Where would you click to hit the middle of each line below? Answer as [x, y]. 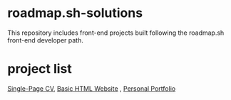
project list [40, 69]
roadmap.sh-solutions [75, 13]
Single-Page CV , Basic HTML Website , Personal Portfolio [92, 88]
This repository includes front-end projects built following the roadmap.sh [116, 33]
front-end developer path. [45, 40]
